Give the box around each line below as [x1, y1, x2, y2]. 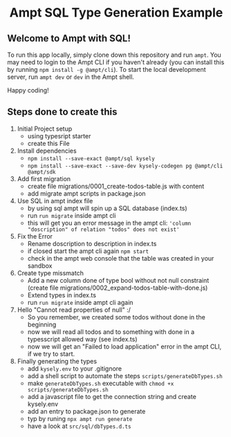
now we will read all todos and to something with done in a [27, 327, 195, 336]
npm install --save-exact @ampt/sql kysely [27, 155, 156, 162]
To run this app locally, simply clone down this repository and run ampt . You [7, 50, 221, 59]
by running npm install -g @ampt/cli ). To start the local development [7, 66, 206, 73]
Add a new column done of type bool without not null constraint [27, 276, 210, 284]
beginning [27, 320, 57, 328]
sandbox [27, 261, 53, 270]
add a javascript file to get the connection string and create [27, 392, 197, 400]
